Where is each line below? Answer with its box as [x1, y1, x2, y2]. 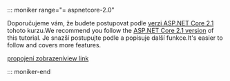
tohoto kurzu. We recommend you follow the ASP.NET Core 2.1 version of [7, 27, 214, 34]
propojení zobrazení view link [7, 54, 89, 62]
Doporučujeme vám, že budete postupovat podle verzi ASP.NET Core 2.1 [7, 19, 214, 27]
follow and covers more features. [7, 41, 102, 49]
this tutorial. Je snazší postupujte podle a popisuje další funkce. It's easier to [7, 34, 223, 42]
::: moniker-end [7, 68, 51, 76]
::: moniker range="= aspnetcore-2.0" [7, 6, 115, 14]
